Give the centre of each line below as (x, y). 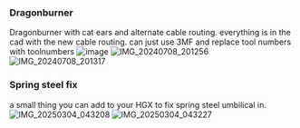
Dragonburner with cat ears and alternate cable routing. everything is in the (150, 33)
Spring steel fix (44, 85)
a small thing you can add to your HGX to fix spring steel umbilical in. (138, 104)
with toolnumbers (42, 52)
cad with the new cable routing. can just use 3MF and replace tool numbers (150, 42)
